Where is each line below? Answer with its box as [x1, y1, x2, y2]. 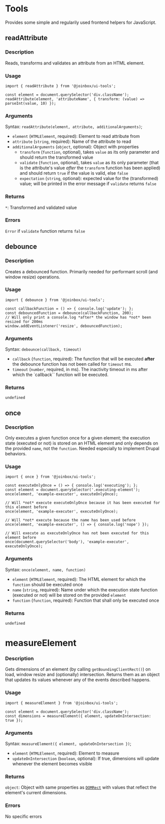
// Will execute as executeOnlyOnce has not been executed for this [5, 531, 149, 536]
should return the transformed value [19, 154, 94, 160]
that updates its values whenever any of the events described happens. [5, 677, 151, 683]
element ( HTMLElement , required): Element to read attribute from [12, 133, 140, 139]
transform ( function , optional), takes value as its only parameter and [19, 149, 160, 155]
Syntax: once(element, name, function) [5, 567, 86, 572]
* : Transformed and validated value [5, 204, 77, 210]
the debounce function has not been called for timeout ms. [12, 361, 132, 367]
